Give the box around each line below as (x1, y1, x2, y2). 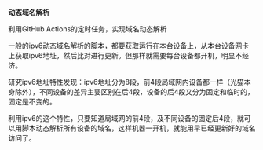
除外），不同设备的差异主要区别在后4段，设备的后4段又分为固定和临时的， (14, 87, 255, 97)
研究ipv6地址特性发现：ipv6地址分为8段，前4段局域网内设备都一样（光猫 (8, 78, 245, 86)
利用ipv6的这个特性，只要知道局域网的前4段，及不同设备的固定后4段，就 (8, 114, 245, 123)
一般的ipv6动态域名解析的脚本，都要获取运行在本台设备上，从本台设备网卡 (8, 41, 250, 50)
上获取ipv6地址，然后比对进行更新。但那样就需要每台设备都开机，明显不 (8, 51, 243, 60)
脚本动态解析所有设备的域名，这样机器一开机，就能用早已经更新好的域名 (21, 123, 256, 133)
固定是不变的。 (8, 97, 57, 106)
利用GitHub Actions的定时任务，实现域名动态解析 (8, 24, 167, 34)
